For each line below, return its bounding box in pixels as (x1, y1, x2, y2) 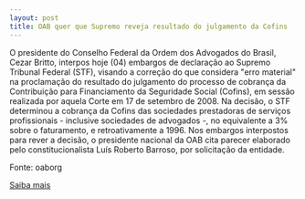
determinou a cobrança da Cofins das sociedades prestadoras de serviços (9, 105, 291, 116)
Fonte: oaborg (9, 162, 62, 173)
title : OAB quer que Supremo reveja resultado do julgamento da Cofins (9, 22, 288, 31)
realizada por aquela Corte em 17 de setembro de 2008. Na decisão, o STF (9, 95, 290, 106)
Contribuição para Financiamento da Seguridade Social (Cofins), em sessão (9, 86, 295, 97)
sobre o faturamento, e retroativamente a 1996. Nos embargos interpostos (9, 124, 289, 135)
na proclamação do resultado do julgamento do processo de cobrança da (9, 76, 287, 87)
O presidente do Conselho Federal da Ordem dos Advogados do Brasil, (9, 47, 277, 58)
